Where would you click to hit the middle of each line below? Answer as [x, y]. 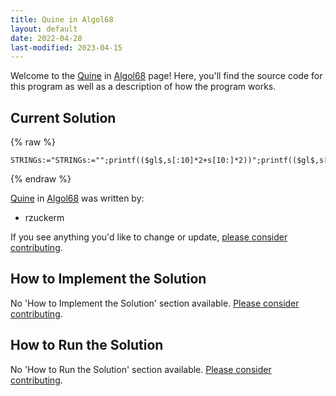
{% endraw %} [41, 179]
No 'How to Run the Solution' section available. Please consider [141, 369]
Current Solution [63, 117]
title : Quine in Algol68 [62, 19]
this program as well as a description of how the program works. [143, 87]
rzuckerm [44, 218]
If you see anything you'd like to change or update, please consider [149, 237]
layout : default [44, 29]
